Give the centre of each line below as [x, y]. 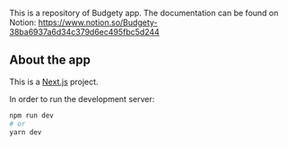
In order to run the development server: [82, 99]
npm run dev [31, 116]
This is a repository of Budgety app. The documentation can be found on [144, 13]
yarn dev [26, 132]
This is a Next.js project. [54, 82]
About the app [50, 60]
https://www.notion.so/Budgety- [98, 22]
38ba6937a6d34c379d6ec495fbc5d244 [84, 32]
